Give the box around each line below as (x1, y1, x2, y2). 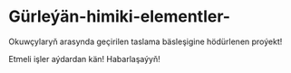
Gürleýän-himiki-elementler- (8, 6, 231, 27)
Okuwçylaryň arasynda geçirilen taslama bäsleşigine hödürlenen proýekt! (8, 36, 283, 47)
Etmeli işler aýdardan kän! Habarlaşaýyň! (8, 53, 160, 64)
